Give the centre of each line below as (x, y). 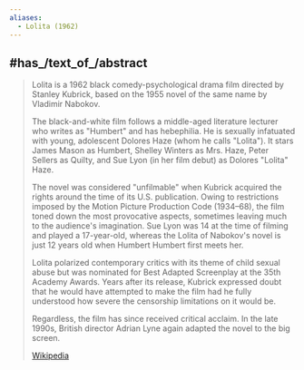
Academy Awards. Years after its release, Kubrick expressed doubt (157, 282)
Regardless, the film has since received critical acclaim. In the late (155, 319)
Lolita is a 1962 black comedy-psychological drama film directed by (157, 85)
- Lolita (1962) (48, 26)
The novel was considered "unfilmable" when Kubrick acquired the (157, 188)
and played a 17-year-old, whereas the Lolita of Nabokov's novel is (156, 236)
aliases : (26, 18)
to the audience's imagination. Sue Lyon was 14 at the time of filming (160, 226)
